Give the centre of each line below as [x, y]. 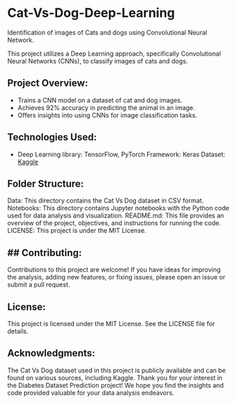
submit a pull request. [39, 285]
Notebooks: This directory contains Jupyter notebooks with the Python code [118, 208]
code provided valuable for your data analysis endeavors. [91, 393]
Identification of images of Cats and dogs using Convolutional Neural [107, 32]
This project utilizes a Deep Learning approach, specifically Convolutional [114, 53]
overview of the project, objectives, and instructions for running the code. [114, 223]
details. [18, 331]
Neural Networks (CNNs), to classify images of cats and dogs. [98, 61]
